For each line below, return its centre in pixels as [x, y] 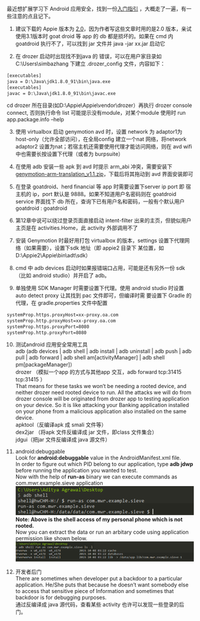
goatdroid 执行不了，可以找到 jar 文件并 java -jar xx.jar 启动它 [90, 44]
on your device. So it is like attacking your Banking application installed [102, 405]
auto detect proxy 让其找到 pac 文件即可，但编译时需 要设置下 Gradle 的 [103, 295]
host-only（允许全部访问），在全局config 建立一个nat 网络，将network [101, 139]
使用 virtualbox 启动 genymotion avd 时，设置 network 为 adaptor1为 [99, 132]
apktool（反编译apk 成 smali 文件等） [61, 425]
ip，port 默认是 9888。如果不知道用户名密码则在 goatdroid [104, 194]
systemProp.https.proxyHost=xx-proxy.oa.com [63, 315]
